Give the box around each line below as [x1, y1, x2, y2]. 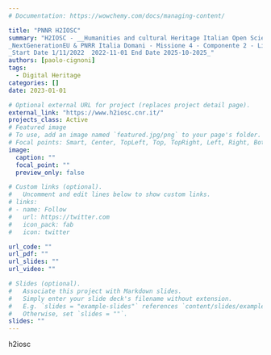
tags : [8, 64, 27, 73]
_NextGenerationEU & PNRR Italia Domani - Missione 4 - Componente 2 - [8, 41, 254, 49]
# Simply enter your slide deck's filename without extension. [8, 294, 232, 303]
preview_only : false [15, 169, 85, 177]
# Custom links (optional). [8, 183, 103, 191]
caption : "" [15, 153, 56, 161]
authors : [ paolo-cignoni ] [8, 56, 95, 65]
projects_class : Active [8, 116, 89, 124]
